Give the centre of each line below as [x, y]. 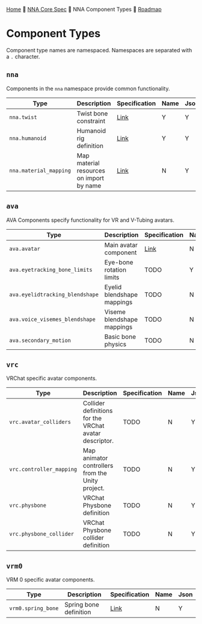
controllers [98, 466]
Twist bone [92, 113]
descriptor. [99, 441]
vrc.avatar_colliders [40, 422]
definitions [98, 411]
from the [95, 473]
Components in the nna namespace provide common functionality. [88, 88]
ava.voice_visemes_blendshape [53, 319]
